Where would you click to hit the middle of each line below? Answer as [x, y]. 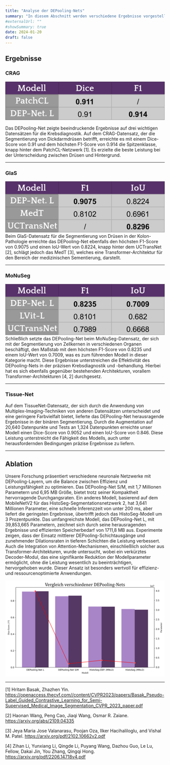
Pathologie [16, 242]
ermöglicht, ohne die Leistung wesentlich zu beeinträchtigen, [69, 563]
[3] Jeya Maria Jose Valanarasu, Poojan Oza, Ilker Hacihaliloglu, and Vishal [83, 730]
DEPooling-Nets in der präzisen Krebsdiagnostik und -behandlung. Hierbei [83, 366]
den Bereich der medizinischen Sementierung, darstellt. [63, 258]
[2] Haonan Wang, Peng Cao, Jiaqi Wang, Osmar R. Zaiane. [67, 715]
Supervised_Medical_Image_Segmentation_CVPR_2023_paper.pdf [74, 706]
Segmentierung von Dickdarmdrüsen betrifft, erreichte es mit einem [76, 139]
